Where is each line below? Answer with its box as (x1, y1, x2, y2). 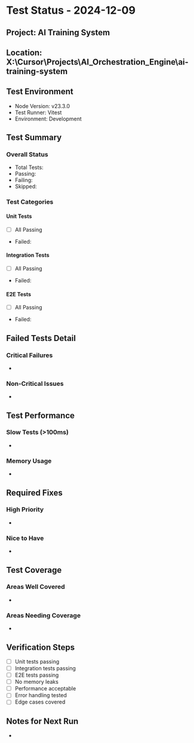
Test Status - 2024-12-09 (6, 4, 136, 17)
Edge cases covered (14, 698, 66, 705)
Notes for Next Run (6, 716, 79, 726)
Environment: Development (14, 115, 82, 122)
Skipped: (14, 183, 37, 190)
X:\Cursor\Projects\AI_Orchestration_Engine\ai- (6, 57, 189, 67)
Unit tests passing (14, 658, 60, 665)
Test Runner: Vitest (14, 109, 62, 116)
